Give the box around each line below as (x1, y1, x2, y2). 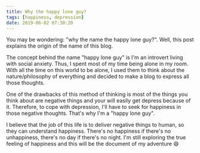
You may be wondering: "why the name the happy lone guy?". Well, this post (6, 36, 194, 43)
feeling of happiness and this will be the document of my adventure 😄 (6, 140, 179, 148)
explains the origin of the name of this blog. (6, 42, 113, 49)
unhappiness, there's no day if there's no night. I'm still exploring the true (6, 134, 186, 141)
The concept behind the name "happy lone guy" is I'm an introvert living (6, 54, 183, 61)
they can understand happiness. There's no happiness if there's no (6, 127, 171, 135)
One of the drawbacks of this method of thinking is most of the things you (6, 90, 188, 98)
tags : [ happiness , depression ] (6, 14, 84, 20)
